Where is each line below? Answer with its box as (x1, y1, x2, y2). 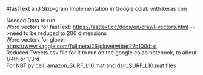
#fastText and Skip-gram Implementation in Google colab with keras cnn (6, 5, 187, 12)
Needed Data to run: (6, 17, 58, 24)
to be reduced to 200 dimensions (24, 30, 107, 37)
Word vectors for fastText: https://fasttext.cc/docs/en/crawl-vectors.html (6, 24, 189, 30)
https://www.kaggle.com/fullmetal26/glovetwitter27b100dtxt (6, 42, 158, 50)
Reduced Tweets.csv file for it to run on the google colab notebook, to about (6, 49, 197, 56)
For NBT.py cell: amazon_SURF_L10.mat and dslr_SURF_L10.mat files (6, 62, 176, 69)
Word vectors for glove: (6, 36, 65, 43)
